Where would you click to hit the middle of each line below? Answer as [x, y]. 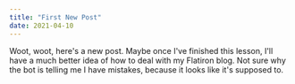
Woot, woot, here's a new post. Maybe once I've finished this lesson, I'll [141, 50]
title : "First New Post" [55, 17]
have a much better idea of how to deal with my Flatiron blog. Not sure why [147, 60]
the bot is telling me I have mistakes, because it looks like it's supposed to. [147, 69]
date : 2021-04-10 [42, 26]
